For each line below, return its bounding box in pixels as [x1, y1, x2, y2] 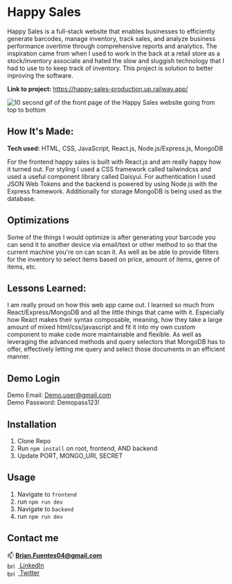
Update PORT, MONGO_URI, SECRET [17, 452, 123, 460]
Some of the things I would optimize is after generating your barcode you [7, 233, 216, 241]
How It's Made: [7, 126, 74, 137]
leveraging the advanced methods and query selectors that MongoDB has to [7, 338, 226, 346]
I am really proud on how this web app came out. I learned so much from [7, 301, 215, 309]
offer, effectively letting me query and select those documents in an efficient [7, 345, 225, 354]
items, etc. [7, 262, 37, 270]
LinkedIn [19, 561, 44, 569]
